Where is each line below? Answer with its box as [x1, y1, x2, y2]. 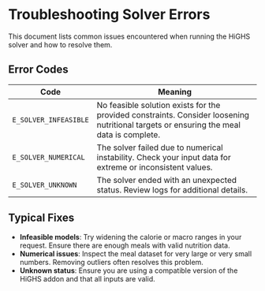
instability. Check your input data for [96, 151, 231, 162]
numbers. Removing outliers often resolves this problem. [19, 257, 203, 267]
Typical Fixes [8, 211, 75, 225]
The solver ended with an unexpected [96, 174, 237, 185]
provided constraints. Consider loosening [96, 109, 250, 120]
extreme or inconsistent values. [96, 162, 213, 173]
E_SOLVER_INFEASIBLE [12, 115, 89, 124]
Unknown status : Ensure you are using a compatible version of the [19, 266, 238, 275]
